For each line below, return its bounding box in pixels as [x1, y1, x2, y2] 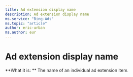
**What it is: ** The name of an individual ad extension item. [5, 67, 129, 73]
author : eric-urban [5, 26, 45, 30]
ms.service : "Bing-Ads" [5, 16, 54, 21]
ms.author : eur [5, 30, 36, 35]
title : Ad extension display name [5, 7, 76, 12]
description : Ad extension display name [5, 12, 90, 17]
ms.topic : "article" [5, 21, 48, 26]
